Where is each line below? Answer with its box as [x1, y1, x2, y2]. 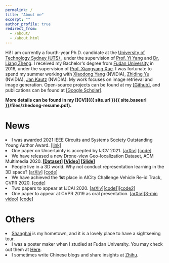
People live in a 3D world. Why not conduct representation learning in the [12, 163, 164, 169]
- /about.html [10, 36, 39, 41]
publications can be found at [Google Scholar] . [5, 87, 103, 93]
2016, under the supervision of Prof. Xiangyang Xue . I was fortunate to [5, 65, 152, 71]
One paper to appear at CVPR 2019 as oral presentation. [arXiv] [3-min [12, 190, 158, 196]
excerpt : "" [5, 17, 30, 22]
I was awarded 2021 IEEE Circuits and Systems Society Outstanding [12, 137, 153, 143]
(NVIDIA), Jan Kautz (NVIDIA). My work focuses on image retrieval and [5, 76, 153, 82]
